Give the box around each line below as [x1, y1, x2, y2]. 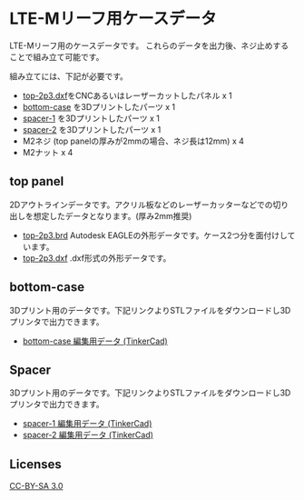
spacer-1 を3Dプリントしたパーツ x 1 [22, 113, 161, 124]
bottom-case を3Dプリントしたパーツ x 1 [22, 101, 176, 112]
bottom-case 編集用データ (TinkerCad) [22, 335, 168, 346]
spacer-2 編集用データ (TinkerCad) [22, 429, 154, 441]
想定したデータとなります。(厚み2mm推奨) [33, 210, 192, 221]
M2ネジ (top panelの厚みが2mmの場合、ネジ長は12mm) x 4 [22, 135, 245, 146]
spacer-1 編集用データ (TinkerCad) [22, 418, 152, 429]
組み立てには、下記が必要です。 [9, 70, 129, 82]
